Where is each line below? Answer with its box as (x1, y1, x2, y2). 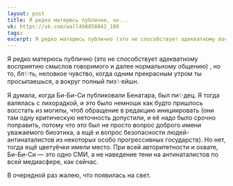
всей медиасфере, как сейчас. (7, 158, 98, 166)
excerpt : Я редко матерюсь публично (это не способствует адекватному (7, 36, 216, 43)
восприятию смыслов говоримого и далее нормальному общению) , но (7, 62, 221, 71)
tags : (7, 29, 23, 37)
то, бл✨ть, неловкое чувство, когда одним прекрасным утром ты (7, 70, 202, 78)
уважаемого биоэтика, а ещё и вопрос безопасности (7, 129, 166, 137)
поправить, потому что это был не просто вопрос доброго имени (7, 121, 202, 129)
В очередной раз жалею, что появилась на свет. (7, 171, 151, 180)
